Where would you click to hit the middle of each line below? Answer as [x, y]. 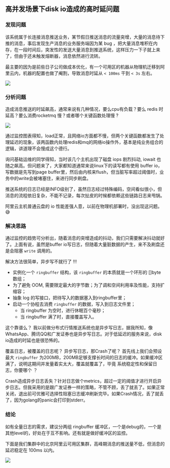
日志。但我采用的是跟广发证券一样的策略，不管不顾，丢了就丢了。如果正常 [87, 387]
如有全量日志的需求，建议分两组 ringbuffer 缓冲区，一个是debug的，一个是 [83, 426]
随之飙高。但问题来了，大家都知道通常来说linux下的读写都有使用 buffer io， [84, 165]
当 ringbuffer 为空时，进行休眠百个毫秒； [63, 310]
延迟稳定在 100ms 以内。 [31, 450]
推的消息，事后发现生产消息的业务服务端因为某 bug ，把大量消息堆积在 [79, 43]
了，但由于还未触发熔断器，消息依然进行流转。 [54, 56]
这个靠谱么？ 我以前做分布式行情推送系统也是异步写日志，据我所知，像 [79, 328]
